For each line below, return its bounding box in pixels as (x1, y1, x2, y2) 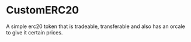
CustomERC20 (6, 3, 79, 17)
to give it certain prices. (6, 29, 63, 36)
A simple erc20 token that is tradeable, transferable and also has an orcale (6, 23, 185, 30)
